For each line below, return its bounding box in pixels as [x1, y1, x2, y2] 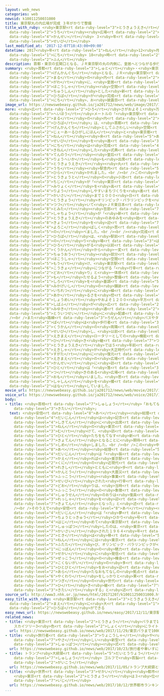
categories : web [5, 12, 38, 17]
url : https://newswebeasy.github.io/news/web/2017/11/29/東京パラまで [9, 628, 152, 633]
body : [5, 397, 16, 402]
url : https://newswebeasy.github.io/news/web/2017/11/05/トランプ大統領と [9, 664, 159, 670]
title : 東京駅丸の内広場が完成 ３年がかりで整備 [5, 20, 92, 26]
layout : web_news [5, 7, 41, 12]
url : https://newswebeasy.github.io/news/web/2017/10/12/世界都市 [9, 683, 144, 688]
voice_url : [5, 393, 27, 398]
